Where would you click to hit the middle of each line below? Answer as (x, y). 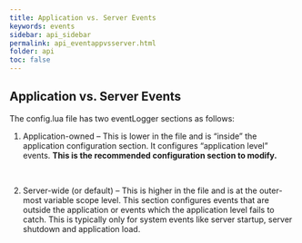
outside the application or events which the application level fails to (148, 209)
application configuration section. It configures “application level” (145, 145)
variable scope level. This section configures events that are (157, 199)
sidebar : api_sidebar (50, 34)
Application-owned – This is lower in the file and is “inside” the (140, 136)
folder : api (32, 52)
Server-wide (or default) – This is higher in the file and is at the (140, 190)
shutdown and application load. (81, 228)
